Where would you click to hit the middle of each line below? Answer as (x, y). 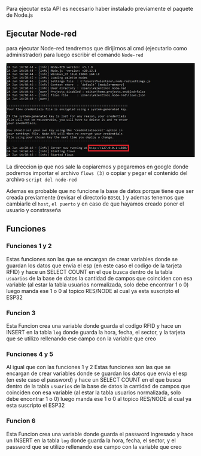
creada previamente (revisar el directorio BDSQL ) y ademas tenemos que (95, 197)
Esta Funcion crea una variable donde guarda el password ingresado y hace (100, 434)
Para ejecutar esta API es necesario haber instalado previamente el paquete (100, 9)
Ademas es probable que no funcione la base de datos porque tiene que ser (100, 191)
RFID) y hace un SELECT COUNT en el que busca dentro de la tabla (89, 271)
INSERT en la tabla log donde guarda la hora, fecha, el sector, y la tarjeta (96, 332)
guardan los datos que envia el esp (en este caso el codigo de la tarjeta (94, 265)
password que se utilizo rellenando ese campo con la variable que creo (94, 446)
